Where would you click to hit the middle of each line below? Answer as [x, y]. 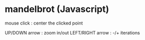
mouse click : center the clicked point [44, 23]
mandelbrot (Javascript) [57, 9]
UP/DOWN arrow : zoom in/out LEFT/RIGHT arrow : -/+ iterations [72, 32]
